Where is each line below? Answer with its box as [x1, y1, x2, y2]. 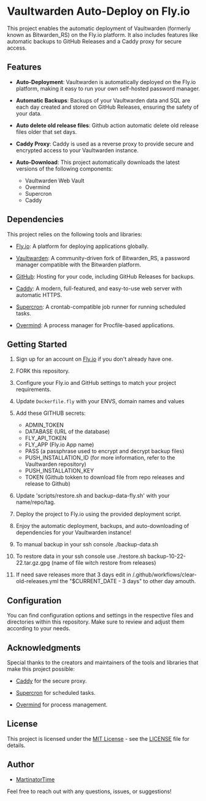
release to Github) [25, 480, 71, 487]
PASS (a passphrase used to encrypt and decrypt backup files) [25, 447, 185, 455]
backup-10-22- [147, 552, 186, 560]
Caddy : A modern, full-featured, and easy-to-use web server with [15, 284, 183, 292]
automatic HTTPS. [15, 291, 63, 298]
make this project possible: [7, 665, 75, 673]
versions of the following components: [15, 164, 113, 172]
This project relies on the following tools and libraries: [7, 230, 143, 238]
